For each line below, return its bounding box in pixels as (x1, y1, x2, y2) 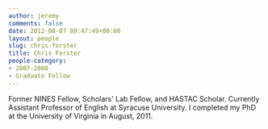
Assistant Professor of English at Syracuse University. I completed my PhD (8, 102, 257, 112)
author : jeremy (8, 11, 60, 20)
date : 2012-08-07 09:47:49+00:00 (8, 27, 121, 35)
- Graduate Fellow (8, 72, 70, 80)
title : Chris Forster (8, 49, 82, 57)
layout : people (8, 34, 60, 43)
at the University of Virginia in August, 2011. (8, 110, 153, 121)
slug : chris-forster (8, 42, 78, 50)
